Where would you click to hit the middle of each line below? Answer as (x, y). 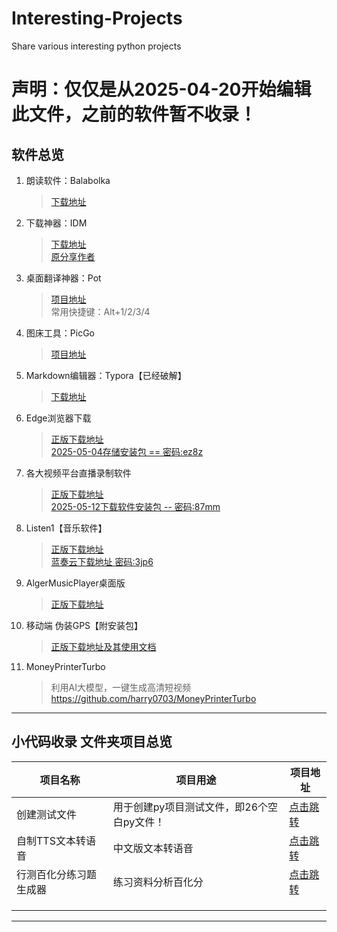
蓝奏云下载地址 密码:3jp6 (102, 561)
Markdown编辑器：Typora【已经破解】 (106, 375)
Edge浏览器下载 (58, 418)
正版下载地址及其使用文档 (103, 646)
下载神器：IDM (56, 223)
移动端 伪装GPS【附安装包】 (84, 625)
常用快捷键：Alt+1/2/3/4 (100, 311)
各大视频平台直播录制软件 (78, 473)
